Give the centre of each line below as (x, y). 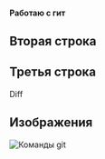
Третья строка (53, 72)
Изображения (51, 123)
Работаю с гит (38, 13)
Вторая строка (53, 41)
